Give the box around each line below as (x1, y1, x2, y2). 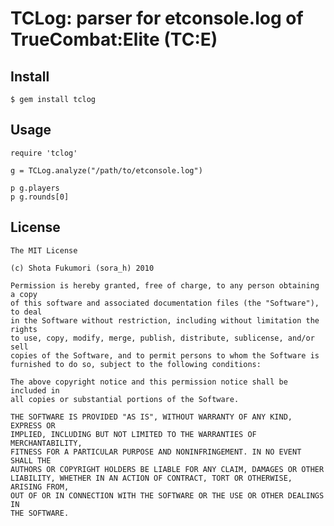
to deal (10, 307, 43, 317)
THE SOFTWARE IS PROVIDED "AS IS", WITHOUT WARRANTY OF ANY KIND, (10, 412, 293, 422)
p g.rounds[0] (10, 192, 70, 202)
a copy (10, 289, 38, 299)
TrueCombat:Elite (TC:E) (10, 28, 218, 51)
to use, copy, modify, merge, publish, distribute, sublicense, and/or (10, 333, 315, 343)
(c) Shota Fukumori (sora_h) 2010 (10, 263, 155, 273)
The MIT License (10, 245, 78, 256)
